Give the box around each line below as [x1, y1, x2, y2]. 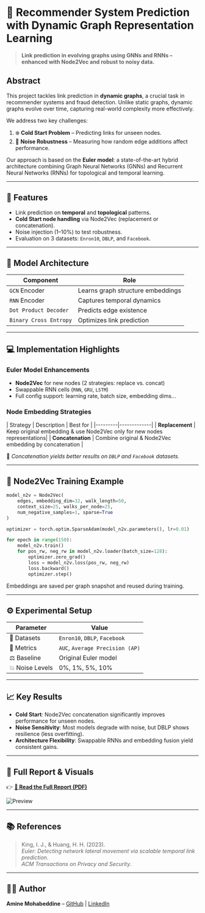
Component [23, 276, 59, 284]
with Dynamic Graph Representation [6, 18, 194, 32]
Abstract [6, 76, 41, 86]
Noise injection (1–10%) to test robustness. [15, 228, 123, 236]
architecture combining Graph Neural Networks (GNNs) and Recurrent [6, 162, 183, 170]
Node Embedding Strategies [6, 407, 92, 416]
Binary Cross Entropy [9, 317, 72, 324]
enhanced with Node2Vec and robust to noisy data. [21, 58, 155, 65]
